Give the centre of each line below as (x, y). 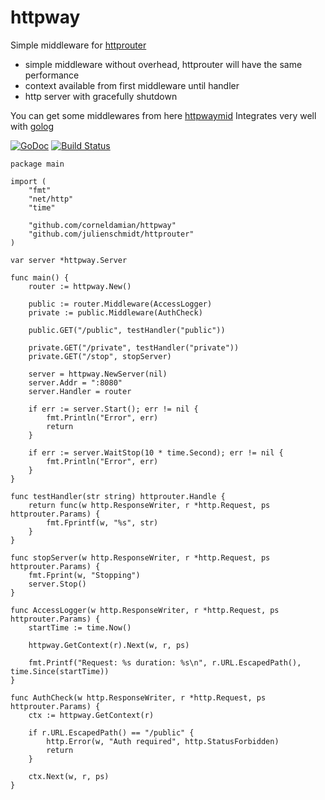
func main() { (40, 277)
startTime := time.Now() (80, 627)
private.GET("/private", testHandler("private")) (134, 347)
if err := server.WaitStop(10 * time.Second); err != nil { (156, 452)
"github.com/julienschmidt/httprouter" (111, 234)
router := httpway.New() (80, 286)
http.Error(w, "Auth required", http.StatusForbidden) (163, 741)
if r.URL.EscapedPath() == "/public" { (111, 732)
